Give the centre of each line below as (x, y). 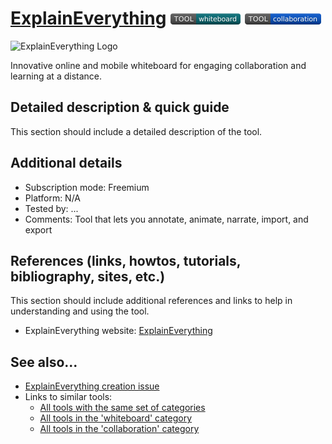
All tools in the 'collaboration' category (119, 429)
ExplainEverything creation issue (92, 386)
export (38, 229)
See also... (44, 362)
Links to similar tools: (68, 397)
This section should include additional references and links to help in (151, 301)
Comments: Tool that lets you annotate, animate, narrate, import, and (166, 219)
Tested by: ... (51, 208)
